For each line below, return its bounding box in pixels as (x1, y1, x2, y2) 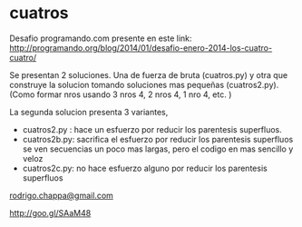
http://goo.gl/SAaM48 (9, 207, 92, 218)
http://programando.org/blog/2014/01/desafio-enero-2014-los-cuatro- (9, 42, 273, 53)
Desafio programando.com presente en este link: (9, 33, 192, 44)
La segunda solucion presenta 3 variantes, (9, 106, 169, 117)
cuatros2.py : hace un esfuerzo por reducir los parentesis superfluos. (22, 123, 283, 134)
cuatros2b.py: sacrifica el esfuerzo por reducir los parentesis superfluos (22, 133, 294, 144)
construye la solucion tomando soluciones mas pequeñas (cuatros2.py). (9, 79, 279, 90)
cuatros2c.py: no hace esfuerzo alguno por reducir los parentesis (22, 163, 268, 173)
